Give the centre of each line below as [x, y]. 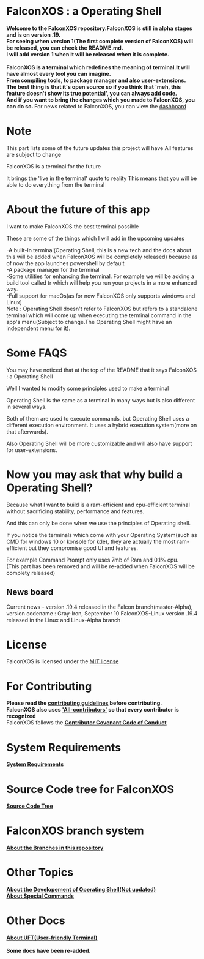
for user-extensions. [32, 450]
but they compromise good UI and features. [83, 548]
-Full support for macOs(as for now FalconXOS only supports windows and [101, 296]
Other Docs [36, 921]
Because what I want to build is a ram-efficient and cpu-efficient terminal [98, 505]
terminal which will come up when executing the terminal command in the [99, 315]
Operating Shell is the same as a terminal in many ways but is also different [101, 400]
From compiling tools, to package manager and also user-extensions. [96, 80]
